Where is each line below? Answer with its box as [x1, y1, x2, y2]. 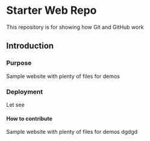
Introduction [6, 41, 54, 51]
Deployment [6, 88, 43, 96]
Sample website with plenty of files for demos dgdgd [6, 128, 138, 136]
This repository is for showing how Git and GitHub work [6, 23, 144, 31]
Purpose [6, 59, 32, 67]
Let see [6, 101, 25, 108]
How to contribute [6, 115, 53, 122]
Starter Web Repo [6, 4, 97, 17]
